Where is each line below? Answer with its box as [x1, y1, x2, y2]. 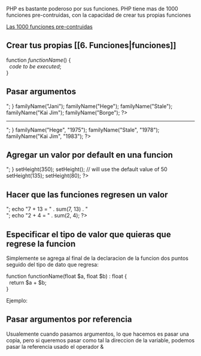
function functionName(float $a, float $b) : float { [6, 273, 127, 280]
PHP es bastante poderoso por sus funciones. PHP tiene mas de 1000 [6, 5, 178, 12]
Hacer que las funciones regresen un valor [6, 189, 168, 200]
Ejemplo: [6, 297, 28, 304]
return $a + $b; [8, 279, 47, 286]
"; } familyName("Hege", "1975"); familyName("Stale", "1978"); [6, 126, 160, 133]
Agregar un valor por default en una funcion [6, 150, 173, 160]
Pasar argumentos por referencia [6, 315, 132, 325]
